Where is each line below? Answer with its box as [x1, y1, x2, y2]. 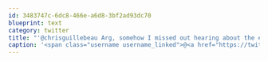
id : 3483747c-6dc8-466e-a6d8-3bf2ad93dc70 [8, 11, 152, 20]
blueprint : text [8, 19, 62, 27]
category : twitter [8, 26, 69, 34]
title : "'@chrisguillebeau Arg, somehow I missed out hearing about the [8, 33, 255, 42]
